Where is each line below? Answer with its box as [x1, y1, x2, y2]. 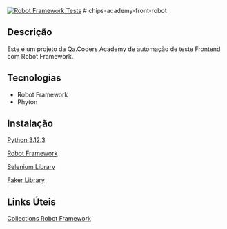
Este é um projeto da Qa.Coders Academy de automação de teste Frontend [7, 45, 221, 53]
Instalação [7, 118, 54, 130]
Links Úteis [7, 196, 57, 208]
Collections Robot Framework [7, 215, 92, 223]
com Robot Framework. [7, 52, 74, 60]
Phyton [17, 97, 38, 106]
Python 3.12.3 [7, 136, 46, 144]
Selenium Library [7, 163, 56, 171]
